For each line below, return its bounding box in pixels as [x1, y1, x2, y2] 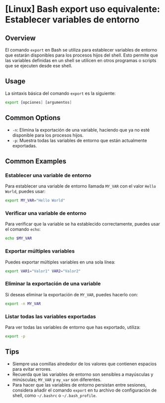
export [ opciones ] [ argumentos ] [5, 100, 72, 105]
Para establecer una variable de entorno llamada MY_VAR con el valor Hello [5, 183, 156, 189]
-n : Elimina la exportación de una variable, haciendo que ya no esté [12, 127, 150, 133]
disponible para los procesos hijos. [12, 132, 84, 138]
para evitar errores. [12, 366, 52, 372]
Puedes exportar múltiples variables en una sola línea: [5, 259, 115, 265]
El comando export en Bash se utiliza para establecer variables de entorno [5, 47, 158, 53]
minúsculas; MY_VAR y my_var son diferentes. [12, 376, 102, 383]
